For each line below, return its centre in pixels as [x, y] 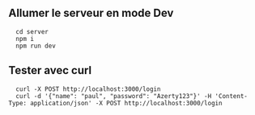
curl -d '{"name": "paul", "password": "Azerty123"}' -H [114, 96]
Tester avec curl [50, 70]
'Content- [232, 96]
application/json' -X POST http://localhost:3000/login [126, 103]
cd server [32, 31]
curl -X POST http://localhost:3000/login [88, 89]
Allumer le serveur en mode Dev [91, 13]
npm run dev [36, 46]
